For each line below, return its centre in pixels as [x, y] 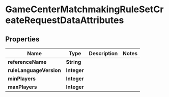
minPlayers [22, 79]
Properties [22, 39]
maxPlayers [22, 87]
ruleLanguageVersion [34, 70]
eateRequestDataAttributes [65, 20]
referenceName [27, 62]
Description [103, 53]
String [74, 62]
